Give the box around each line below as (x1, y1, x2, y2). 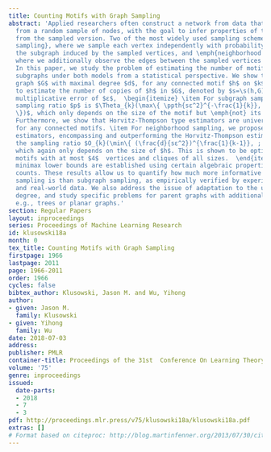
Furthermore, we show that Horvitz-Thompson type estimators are (15, 117, 240, 125)
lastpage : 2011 (8, 259, 60, 267)
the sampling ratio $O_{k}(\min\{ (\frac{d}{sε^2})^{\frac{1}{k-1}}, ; (15, 139, 262, 147)
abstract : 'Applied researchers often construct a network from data (8, 19, 248, 27)
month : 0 (8, 237, 38, 245)
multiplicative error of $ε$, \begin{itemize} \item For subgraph (15, 94, 248, 102)
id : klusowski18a (8, 229, 67, 238)
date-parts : (15, 386, 56, 395)
